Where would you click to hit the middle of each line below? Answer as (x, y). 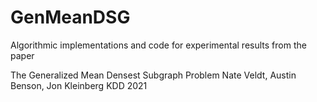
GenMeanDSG (70, 17)
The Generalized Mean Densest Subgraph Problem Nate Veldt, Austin (153, 75)
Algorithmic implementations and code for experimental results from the (158, 45)
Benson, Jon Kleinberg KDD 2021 (79, 85)
